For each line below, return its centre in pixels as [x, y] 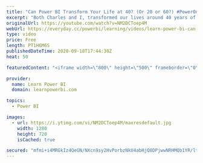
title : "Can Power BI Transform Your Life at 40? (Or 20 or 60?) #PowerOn [102, 12]
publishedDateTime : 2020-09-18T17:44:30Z [59, 51]
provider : [19, 78]
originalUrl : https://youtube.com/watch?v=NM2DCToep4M [77, 23]
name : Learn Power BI [39, 84]
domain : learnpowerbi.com [44, 90]
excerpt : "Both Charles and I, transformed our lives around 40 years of [101, 18]
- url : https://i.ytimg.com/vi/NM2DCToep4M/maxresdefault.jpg [92, 123]
